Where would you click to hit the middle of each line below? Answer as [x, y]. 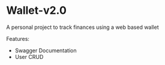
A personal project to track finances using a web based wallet [82, 27]
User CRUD [29, 57]
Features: [18, 39]
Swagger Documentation [46, 50]
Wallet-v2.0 [37, 11]
